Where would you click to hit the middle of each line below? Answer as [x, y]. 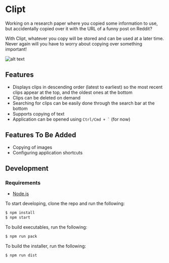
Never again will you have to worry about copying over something [74, 43]
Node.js [21, 194]
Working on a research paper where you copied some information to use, [81, 23]
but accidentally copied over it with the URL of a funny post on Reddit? [79, 28]
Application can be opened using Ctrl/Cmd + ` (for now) [71, 119]
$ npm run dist [21, 255]
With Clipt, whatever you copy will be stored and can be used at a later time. [85, 38]
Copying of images [32, 147]
